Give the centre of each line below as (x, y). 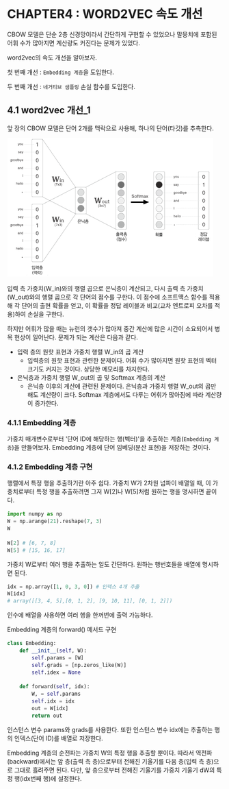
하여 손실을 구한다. (39, 314)
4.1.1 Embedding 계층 (42, 422)
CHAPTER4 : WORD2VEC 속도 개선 (105, 14)
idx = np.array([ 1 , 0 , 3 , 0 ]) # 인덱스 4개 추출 (73, 587)
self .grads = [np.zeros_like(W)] (79, 665)
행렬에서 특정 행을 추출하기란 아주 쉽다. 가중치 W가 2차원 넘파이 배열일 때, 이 (109, 483)
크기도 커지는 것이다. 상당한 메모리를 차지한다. (88, 369)
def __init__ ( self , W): (53, 651)
